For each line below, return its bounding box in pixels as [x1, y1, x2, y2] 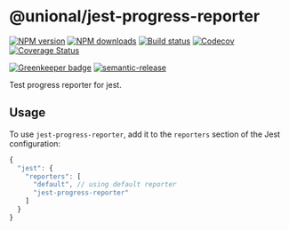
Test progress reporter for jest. [9, 79, 122, 90]
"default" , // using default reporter [32, 180, 177, 189]
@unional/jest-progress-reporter [9, 6, 261, 27]
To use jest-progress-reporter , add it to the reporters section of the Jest [9, 129, 281, 139]
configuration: [9, 138, 60, 148]
